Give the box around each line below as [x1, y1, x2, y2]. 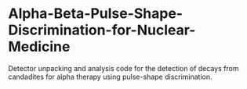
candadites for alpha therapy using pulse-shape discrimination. [8, 72, 213, 81]
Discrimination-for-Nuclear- [8, 21, 196, 39]
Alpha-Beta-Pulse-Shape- [8, 5, 183, 23]
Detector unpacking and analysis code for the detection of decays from [8, 63, 239, 73]
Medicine [8, 38, 71, 55]
